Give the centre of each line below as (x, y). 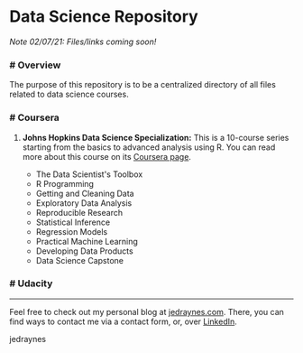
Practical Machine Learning (87, 241)
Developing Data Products (84, 251)
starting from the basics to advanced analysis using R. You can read (149, 147)
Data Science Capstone (80, 260)
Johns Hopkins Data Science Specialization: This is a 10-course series (156, 137)
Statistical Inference (73, 222)
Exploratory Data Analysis (84, 203)
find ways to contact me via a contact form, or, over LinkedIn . (123, 321)
